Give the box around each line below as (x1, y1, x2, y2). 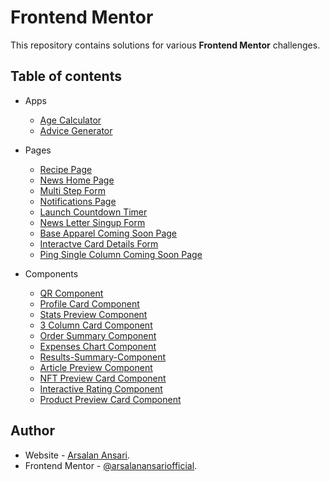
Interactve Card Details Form (39, 237, 159, 250)
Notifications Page (39, 195, 117, 207)
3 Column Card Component (39, 319, 153, 331)
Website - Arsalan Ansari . (24, 449, 130, 461)
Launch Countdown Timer (39, 206, 148, 218)
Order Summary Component (39, 329, 157, 341)
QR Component (39, 287, 104, 299)
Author (10, 422, 55, 440)
